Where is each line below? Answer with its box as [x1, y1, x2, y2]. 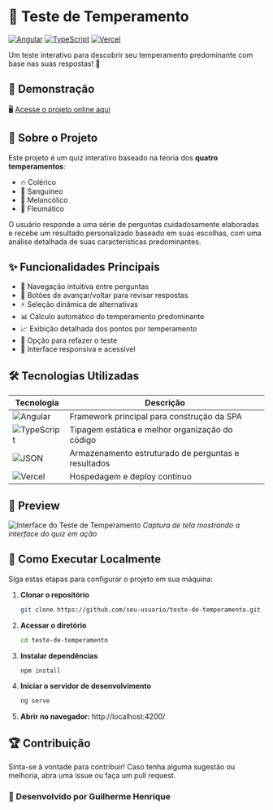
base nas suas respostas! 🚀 [8, 59, 101, 68]
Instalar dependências [19, 650, 98, 660]
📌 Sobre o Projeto [8, 131, 98, 145]
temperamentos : [8, 161, 67, 171]
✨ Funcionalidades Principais [8, 260, 160, 274]
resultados [69, 458, 110, 469]
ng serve [19, 697, 50, 705]
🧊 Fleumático [19, 204, 65, 213]
